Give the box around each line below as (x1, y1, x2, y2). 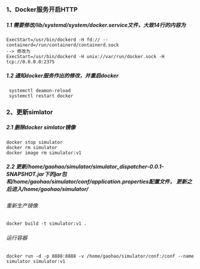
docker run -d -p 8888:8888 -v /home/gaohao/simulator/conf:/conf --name (6, 253, 195, 259)
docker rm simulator (6, 144, 58, 150)
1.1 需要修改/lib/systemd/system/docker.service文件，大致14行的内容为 (6, 21, 186, 28)
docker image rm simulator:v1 (6, 150, 82, 156)
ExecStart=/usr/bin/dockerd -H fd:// (6, 37, 101, 43)
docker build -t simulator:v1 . (6, 220, 87, 227)
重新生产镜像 (6, 202, 38, 209)
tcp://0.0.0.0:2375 (6, 59, 55, 65)
